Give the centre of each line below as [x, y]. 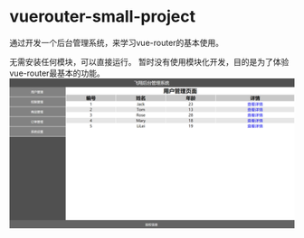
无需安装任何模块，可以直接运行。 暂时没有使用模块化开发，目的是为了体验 [149, 61]
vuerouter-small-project [103, 17]
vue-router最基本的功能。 [57, 73]
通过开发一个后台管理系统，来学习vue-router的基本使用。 [117, 42]
